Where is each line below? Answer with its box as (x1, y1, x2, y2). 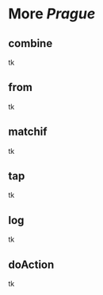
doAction (8, 258, 55, 271)
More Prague (8, 5, 96, 23)
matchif (8, 125, 48, 139)
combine (8, 37, 53, 50)
